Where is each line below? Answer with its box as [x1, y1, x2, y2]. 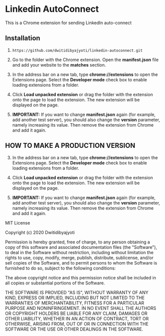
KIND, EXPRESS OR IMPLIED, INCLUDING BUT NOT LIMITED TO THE [5, 295, 145, 301]
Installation [5, 34, 40, 42]
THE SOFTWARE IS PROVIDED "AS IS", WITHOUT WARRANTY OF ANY [5, 289, 149, 295]
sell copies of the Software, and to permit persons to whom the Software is [5, 260, 158, 266]
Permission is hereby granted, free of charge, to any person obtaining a [5, 239, 150, 245]
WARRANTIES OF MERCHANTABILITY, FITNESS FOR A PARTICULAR [5, 300, 144, 306]
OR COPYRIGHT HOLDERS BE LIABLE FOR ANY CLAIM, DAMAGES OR [5, 310, 148, 316]
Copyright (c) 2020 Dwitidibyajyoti [5, 229, 75, 235]
